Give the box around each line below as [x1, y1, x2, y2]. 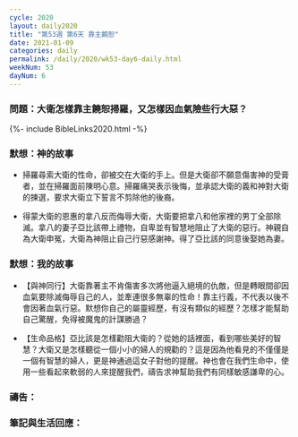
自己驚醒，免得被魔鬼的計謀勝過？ [21, 313, 149, 324]
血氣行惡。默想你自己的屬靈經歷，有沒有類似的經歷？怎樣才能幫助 [46, 302, 289, 313]
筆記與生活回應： [9, 417, 83, 430]
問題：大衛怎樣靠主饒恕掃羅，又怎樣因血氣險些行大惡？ [9, 102, 248, 115]
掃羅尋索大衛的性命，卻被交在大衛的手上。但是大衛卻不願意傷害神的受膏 [21, 169, 289, 180]
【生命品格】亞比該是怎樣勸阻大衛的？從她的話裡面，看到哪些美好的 [21, 332, 274, 343]
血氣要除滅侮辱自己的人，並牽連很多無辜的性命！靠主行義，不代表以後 [21, 291, 282, 302]
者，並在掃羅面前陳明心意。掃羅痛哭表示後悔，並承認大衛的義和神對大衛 [21, 181, 289, 192]
